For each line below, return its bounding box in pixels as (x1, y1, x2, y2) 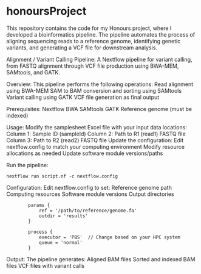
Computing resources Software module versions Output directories (6, 190, 174, 198)
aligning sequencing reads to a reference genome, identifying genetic (6, 37, 181, 45)
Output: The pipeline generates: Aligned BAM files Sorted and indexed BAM (6, 255, 196, 263)
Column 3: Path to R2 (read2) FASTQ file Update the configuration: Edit (6, 136, 184, 144)
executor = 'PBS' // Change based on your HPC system (38, 234, 181, 240)
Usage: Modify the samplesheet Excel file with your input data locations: (6, 123, 187, 131)
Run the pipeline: (6, 161, 49, 168)
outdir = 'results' (38, 212, 88, 219)
